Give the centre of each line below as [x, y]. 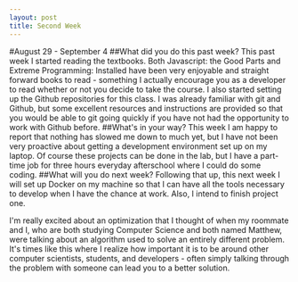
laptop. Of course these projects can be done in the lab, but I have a [134, 155]
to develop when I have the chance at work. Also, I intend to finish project [144, 194]
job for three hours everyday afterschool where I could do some [144, 165]
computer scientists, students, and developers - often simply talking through [149, 258]
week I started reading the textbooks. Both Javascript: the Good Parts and [145, 61]
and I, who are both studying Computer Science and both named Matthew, [146, 229]
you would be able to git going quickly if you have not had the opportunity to [149, 118]
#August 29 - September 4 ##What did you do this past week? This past [142, 51]
